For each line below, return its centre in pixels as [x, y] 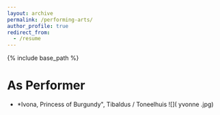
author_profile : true [38, 26]
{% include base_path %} [43, 58]
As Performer [46, 85]
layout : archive [30, 13]
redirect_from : [29, 32]
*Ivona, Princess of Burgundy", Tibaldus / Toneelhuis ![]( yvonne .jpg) [115, 104]
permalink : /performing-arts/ [50, 20]
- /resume [27, 39]
